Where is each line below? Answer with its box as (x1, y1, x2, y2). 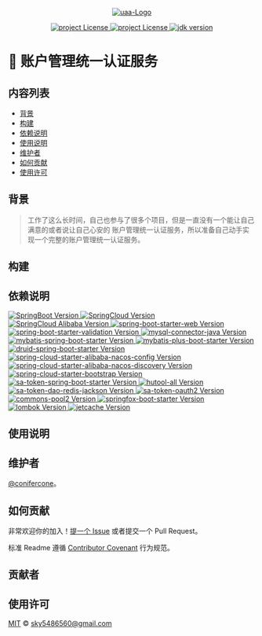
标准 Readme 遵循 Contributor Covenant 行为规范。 (8, 543, 174, 553)
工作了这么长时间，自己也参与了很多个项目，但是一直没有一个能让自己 (27, 215, 255, 224)
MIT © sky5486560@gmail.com (8, 619, 112, 628)
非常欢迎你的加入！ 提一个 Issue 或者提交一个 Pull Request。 (8, 527, 202, 536)
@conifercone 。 (8, 479, 61, 488)
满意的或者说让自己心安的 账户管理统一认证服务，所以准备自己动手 (27, 225, 243, 234)
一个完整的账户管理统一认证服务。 (34, 234, 145, 244)
